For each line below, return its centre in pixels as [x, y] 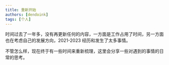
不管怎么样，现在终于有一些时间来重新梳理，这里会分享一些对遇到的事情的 [82, 51]
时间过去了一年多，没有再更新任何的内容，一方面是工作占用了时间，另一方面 [84, 34]
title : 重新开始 [21, 10]
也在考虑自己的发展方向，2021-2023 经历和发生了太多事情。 [68, 40]
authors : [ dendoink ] [27, 15]
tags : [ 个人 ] [18, 19]
